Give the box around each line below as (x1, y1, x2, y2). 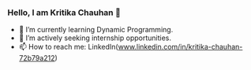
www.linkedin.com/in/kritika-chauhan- (118, 42, 243, 52)
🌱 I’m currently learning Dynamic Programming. (18, 25, 174, 35)
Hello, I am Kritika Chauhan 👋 (7, 7, 122, 18)
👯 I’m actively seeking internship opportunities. (18, 33, 171, 42)
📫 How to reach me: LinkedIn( (18, 42, 119, 52)
